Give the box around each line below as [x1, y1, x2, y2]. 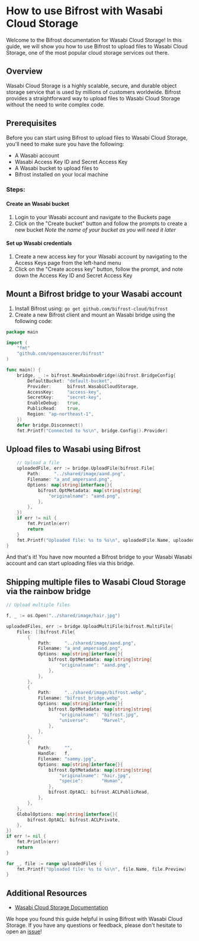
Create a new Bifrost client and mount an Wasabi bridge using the [14, 311, 175, 318]
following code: [14, 317, 53, 324]
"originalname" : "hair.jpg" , [59, 772, 131, 779]
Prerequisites [6, 118, 57, 128]
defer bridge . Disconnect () [17, 422, 84, 428]
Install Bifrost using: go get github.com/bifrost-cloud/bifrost [14, 305, 168, 312]
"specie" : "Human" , [59, 778, 123, 784]
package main [6, 329, 38, 335]
